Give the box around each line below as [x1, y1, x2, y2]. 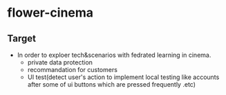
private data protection [27, 58, 93, 67]
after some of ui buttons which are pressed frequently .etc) [27, 80, 196, 88]
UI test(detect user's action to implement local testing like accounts [27, 73, 220, 81]
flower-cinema [7, 5, 94, 21]
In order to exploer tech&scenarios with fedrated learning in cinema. [17, 51, 211, 59]
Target [7, 33, 37, 44]
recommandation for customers [27, 66, 117, 74]
